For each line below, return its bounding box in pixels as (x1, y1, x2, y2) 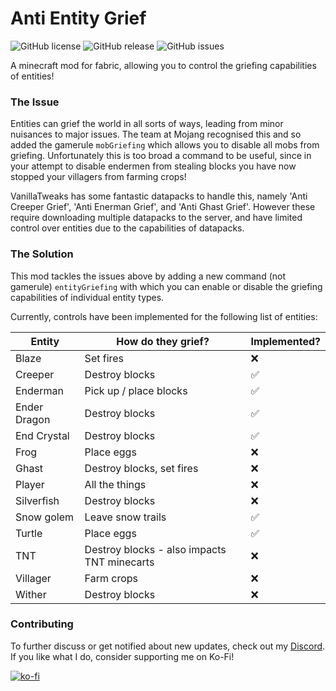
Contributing (10, 617, 74, 631)
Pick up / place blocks (84, 383, 188, 397)
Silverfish (15, 493, 60, 507)
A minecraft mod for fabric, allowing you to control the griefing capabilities (10, 59, 317, 71)
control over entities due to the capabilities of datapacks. (10, 222, 245, 234)
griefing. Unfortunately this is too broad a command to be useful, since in (10, 150, 312, 162)
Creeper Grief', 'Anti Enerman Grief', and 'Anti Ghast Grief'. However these (10, 201, 316, 213)
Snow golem (15, 510, 75, 524)
